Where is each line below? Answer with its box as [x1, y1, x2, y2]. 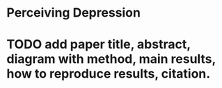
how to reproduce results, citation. [6, 66, 211, 82]
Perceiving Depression [6, 5, 141, 21]
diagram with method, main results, [6, 51, 216, 67]
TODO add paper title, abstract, [6, 37, 191, 53]
